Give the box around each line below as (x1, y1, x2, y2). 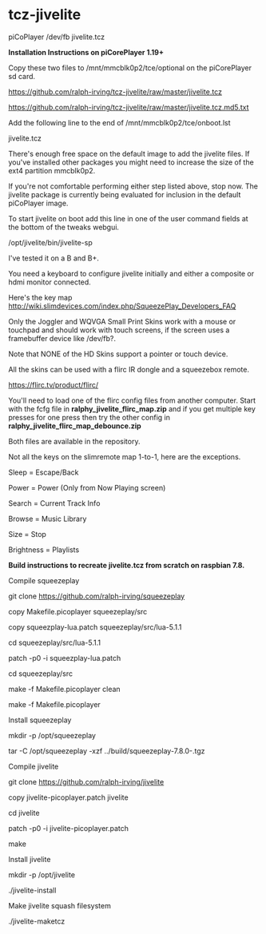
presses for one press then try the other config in (8, 412, 170, 422)
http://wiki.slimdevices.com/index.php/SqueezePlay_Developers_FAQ (8, 301, 236, 311)
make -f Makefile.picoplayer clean (8, 684, 121, 694)
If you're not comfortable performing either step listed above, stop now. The (8, 181, 258, 191)
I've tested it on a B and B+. (8, 253, 100, 263)
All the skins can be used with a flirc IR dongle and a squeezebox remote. (8, 364, 250, 374)
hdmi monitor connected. (8, 277, 92, 287)
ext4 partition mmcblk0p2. (8, 165, 96, 175)
